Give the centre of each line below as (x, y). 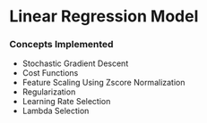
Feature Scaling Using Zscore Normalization (103, 83)
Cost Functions (50, 73)
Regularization (49, 92)
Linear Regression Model (104, 16)
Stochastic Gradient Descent (75, 63)
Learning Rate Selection (66, 102)
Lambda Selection (56, 111)
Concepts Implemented (61, 45)
